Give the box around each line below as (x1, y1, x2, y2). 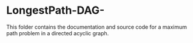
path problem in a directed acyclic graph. (6, 29, 109, 36)
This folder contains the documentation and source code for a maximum (6, 23, 187, 30)
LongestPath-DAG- (6, 4, 105, 17)
